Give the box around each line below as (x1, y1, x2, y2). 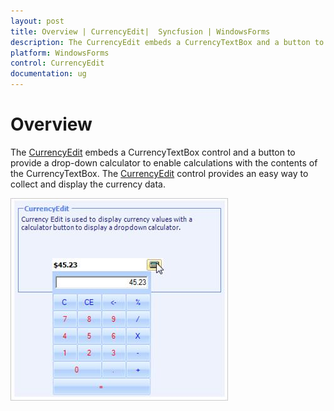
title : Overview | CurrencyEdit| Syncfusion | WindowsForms (10, 26, 271, 37)
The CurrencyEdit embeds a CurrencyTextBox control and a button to (10, 146, 296, 158)
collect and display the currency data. (10, 178, 166, 190)
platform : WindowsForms (10, 48, 110, 58)
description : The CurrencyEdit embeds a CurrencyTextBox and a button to (10, 37, 325, 47)
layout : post (10, 16, 65, 26)
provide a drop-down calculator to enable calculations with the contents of (10, 156, 318, 169)
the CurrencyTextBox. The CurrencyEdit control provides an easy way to (10, 167, 309, 179)
